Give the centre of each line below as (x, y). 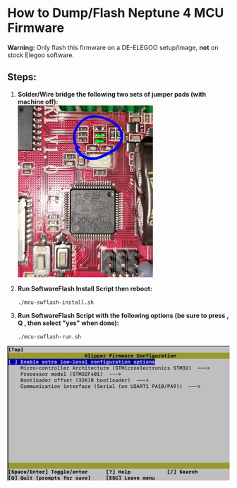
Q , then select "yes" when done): (68, 323)
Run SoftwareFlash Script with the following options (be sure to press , (123, 315)
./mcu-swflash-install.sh (55, 302)
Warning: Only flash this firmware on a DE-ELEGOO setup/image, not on (113, 47)
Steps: (22, 77)
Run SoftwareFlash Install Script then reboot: (85, 288)
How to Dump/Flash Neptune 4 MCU (116, 13)
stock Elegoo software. (41, 55)
